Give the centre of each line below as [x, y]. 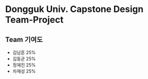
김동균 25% [24, 59]
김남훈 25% [24, 52]
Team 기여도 [24, 39]
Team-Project [34, 20]
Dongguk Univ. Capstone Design [75, 9]
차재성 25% [24, 71]
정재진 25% [24, 65]
